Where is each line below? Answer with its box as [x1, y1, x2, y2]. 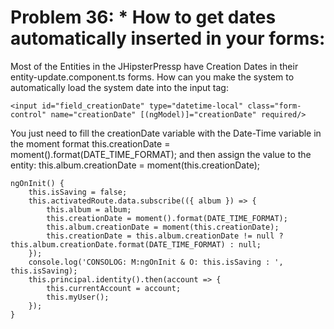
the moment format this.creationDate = [10, 137, 171, 150]
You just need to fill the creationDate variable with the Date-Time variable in [10, 127, 322, 139]
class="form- [247, 101, 302, 111]
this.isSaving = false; [28, 187, 128, 197]
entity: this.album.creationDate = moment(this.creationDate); [10, 159, 260, 171]
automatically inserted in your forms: [10, 27, 326, 50]
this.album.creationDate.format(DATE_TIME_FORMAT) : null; [10, 239, 262, 250]
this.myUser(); [46, 292, 110, 302]
